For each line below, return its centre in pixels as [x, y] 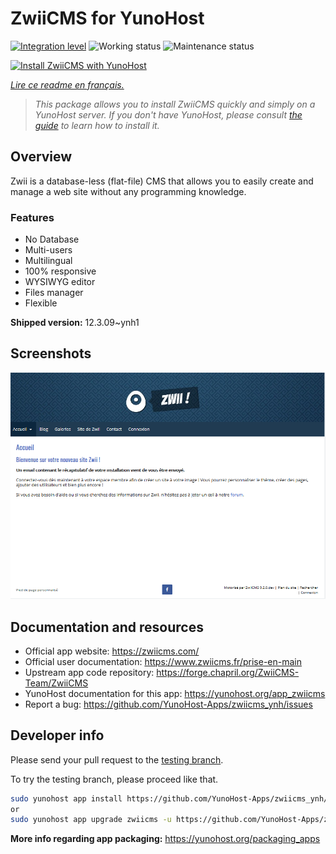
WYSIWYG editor [60, 282]
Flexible [41, 303]
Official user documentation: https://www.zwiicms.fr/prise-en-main [163, 661]
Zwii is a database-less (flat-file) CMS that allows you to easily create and [162, 181]
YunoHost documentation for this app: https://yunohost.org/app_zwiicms [175, 693]
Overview [41, 157]
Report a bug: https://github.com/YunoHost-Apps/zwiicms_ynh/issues [168, 704]
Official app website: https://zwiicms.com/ [112, 651]
